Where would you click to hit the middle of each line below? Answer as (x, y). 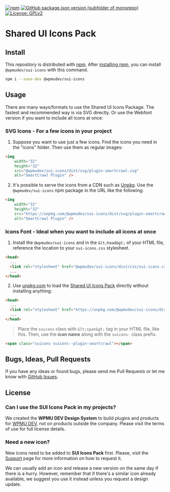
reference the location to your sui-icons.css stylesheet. (71, 248)
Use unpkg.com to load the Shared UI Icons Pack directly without (80, 285)
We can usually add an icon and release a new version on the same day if (82, 468)
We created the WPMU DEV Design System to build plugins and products (82, 418)
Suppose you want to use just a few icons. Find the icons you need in (85, 142)
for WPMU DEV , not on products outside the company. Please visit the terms (85, 424)
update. (13, 484)
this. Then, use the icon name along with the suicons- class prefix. (87, 334)
